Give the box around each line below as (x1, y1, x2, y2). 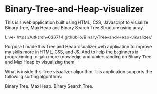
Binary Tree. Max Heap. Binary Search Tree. (5, 83, 94, 89)
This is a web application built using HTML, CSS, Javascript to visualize (5, 19, 149, 25)
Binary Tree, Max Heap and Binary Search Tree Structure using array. (5, 24, 144, 30)
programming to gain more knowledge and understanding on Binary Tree (5, 54, 152, 59)
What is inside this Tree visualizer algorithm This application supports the (5, 68, 152, 74)
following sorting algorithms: (5, 74, 62, 79)
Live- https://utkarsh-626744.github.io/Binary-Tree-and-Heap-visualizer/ (5, 34, 152, 40)
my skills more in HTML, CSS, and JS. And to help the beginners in (5, 49, 139, 55)
